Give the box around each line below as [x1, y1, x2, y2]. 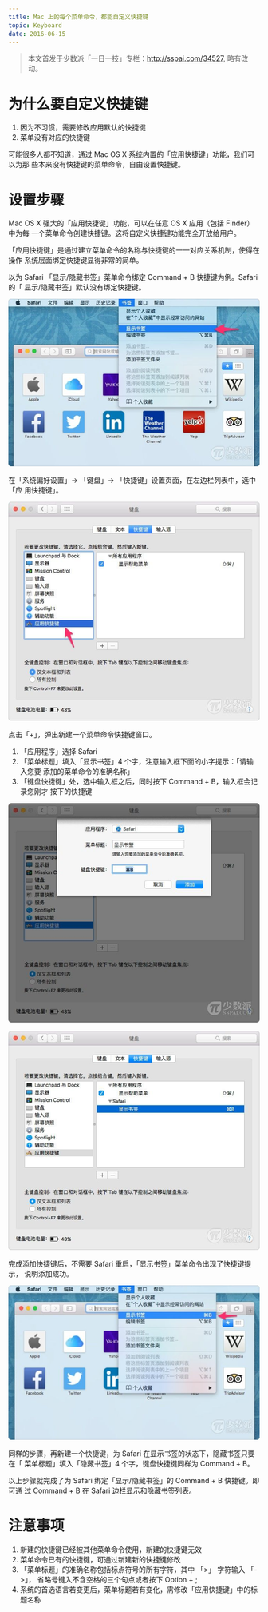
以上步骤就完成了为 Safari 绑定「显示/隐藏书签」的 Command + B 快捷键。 [8, 1476, 253, 1486]
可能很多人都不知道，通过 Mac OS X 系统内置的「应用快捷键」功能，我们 [8, 150, 248, 159]
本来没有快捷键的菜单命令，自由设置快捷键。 [37, 160, 185, 170]
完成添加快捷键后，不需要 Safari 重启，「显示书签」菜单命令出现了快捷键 [8, 1259, 245, 1268]
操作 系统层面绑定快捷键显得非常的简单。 [8, 256, 144, 265]
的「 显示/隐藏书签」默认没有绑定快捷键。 [8, 282, 146, 292]
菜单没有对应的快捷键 [19, 133, 90, 142]
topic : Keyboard [8, 21, 62, 30]
